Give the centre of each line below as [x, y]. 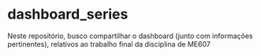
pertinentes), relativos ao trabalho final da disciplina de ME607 [109, 44]
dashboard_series [68, 14]
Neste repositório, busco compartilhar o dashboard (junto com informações [130, 36]
